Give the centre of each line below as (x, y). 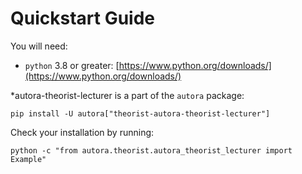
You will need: (39, 46)
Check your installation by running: (82, 132)
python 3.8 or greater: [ (72, 65)
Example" (28, 159)
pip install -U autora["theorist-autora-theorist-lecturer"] (140, 113)
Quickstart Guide (83, 18)
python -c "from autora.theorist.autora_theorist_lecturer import (151, 150)
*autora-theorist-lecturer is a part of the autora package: (127, 95)
